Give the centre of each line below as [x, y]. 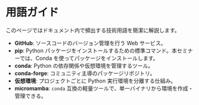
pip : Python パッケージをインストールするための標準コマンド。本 [96, 50]
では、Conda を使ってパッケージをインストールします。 [89, 58]
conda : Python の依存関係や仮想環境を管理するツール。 [84, 65]
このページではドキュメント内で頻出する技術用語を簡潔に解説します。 [93, 30]
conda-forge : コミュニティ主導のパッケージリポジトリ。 [85, 73]
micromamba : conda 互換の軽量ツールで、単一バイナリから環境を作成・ [104, 88]
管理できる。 [30, 96]
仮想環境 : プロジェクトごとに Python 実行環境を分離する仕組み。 [95, 81]
